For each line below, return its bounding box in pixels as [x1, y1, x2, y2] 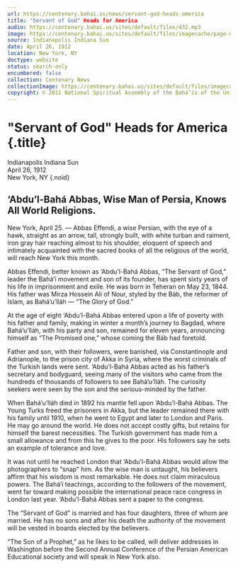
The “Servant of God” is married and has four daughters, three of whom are [7, 509, 229, 517]
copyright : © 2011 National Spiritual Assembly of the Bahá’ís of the [7, 89, 220, 96]
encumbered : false [7, 69, 62, 76]
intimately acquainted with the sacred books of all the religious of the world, [7, 245, 229, 255]
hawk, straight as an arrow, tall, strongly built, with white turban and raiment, [7, 231, 231, 239]
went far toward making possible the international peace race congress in [7, 487, 222, 496]
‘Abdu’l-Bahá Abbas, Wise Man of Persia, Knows [7, 194, 227, 206]
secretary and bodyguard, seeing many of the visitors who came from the [7, 369, 222, 378]
